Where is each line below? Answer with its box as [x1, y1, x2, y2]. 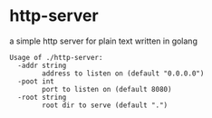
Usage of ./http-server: [9, 53, 103, 62]
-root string [17, 93, 67, 102]
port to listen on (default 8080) [42, 84, 172, 93]
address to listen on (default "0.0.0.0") [42, 69, 205, 78]
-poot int [17, 76, 54, 86]
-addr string [17, 61, 67, 70]
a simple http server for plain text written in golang [9, 35, 198, 46]
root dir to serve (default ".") [42, 101, 169, 110]
